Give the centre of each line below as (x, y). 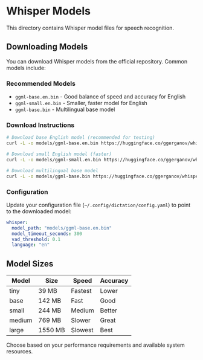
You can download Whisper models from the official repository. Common (97, 61)
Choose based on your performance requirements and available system (96, 345)
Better (109, 310)
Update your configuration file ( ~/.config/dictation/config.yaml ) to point (98, 205)
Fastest (81, 291)
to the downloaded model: (39, 211)
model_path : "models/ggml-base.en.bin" (62, 228)
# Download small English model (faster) (59, 154)
